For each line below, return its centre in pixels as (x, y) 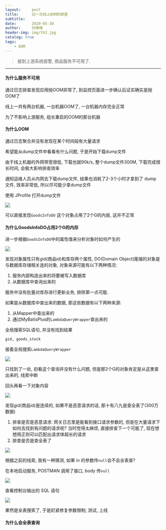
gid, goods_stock (23, 339)
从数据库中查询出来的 (34, 282)
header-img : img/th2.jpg (31, 33)
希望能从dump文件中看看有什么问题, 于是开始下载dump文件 (66, 151)
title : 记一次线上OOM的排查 (37, 14)
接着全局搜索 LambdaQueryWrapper (38, 349)
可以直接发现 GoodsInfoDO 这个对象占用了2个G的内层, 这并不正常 (70, 215)
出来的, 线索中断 (21, 375)
